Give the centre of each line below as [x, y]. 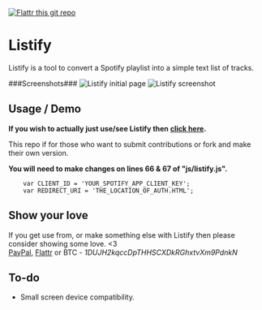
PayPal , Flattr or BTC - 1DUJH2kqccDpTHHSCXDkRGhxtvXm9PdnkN [123, 252]
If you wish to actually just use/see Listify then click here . [107, 128]
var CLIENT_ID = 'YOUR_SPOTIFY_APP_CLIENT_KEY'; [107, 183]
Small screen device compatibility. [77, 297]
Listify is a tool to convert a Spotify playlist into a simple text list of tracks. [131, 67]
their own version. [39, 153]
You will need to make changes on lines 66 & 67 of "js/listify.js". [118, 168]
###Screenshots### [43, 83]
